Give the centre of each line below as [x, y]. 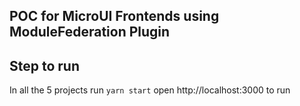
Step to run [44, 65]
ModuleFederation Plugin [90, 32]
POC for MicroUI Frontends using [114, 16]
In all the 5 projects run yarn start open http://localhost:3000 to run [150, 90]
